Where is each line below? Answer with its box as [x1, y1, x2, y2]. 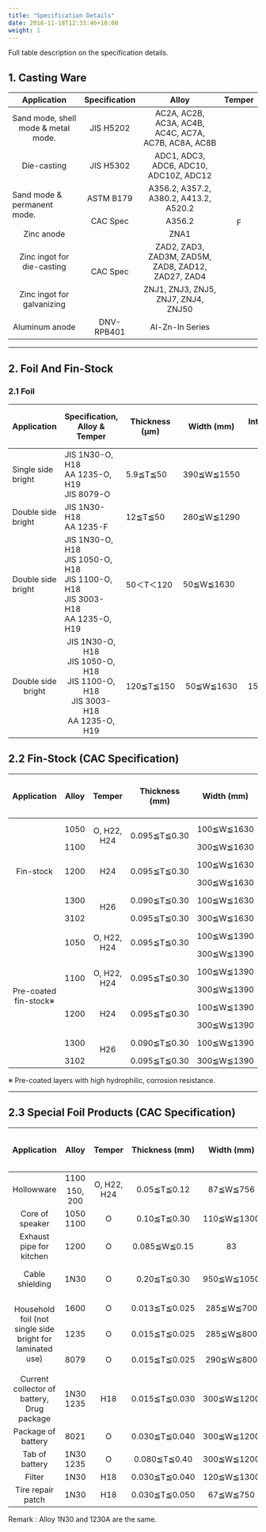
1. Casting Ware [8, 70, 87, 84]
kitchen [21, 1250, 49, 1261]
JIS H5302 [89, 160, 131, 171]
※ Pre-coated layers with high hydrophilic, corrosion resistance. [8, 1075, 216, 1085]
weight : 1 [8, 26, 41, 34]
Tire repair [15, 1484, 54, 1495]
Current [20, 1373, 49, 1384]
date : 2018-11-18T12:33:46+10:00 [8, 19, 119, 27]
